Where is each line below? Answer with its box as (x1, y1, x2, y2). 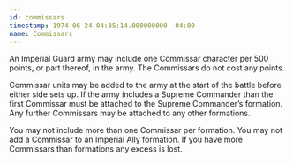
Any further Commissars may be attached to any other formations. (9, 107, 251, 119)
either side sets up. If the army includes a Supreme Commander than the (9, 89, 274, 100)
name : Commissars (9, 29, 73, 38)
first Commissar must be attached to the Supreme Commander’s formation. (9, 99, 283, 109)
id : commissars (9, 12, 65, 22)
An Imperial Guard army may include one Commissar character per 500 (9, 54, 269, 64)
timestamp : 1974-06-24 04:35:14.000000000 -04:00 (9, 21, 196, 30)
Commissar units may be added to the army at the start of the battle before (9, 80, 282, 91)
